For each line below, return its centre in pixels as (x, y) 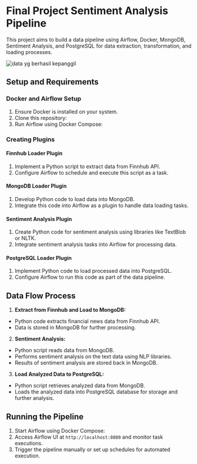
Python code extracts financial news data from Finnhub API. (87, 321)
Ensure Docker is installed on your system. (66, 111)
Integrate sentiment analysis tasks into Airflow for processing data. (96, 245)
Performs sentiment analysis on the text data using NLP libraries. (93, 356)
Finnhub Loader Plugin (34, 153)
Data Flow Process (41, 296)
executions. (29, 443)
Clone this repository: (41, 118)
